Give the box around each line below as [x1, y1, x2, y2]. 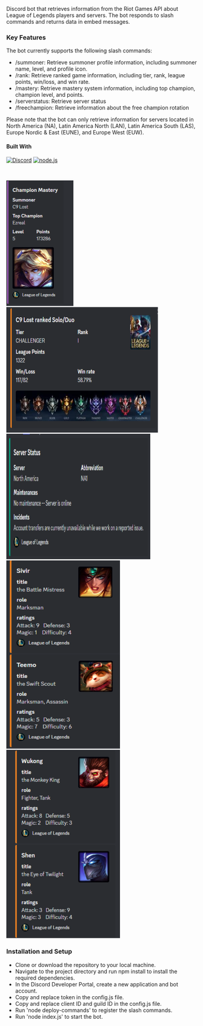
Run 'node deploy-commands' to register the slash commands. [15, 1007, 173, 1014]
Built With [6, 142, 32, 150]
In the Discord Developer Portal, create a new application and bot [15, 980, 179, 988]
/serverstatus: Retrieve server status [15, 97, 107, 105]
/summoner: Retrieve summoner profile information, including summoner [15, 59, 197, 66]
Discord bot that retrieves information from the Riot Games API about [6, 5, 179, 12]
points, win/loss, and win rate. [15, 79, 90, 86]
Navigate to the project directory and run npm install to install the [15, 968, 178, 975]
